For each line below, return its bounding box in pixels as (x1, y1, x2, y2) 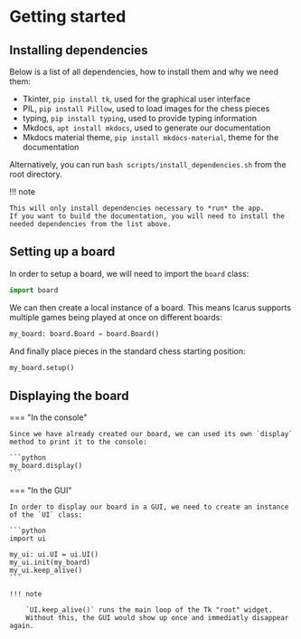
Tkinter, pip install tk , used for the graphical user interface (22, 93, 251, 104)
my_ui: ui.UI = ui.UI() (9, 550, 99, 559)
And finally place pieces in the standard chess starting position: (9, 346, 246, 357)
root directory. (9, 169, 63, 179)
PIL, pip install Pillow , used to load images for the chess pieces (22, 103, 270, 114)
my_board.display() (9, 462, 83, 471)
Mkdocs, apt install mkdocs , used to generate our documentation (22, 122, 271, 133)
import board (9, 285, 59, 295)
